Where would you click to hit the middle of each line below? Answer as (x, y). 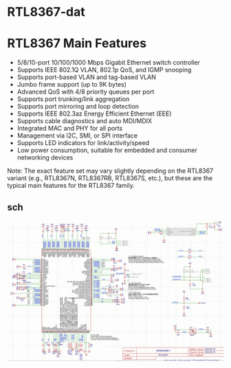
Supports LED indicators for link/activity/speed (83, 143)
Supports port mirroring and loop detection (78, 107)
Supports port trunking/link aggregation (73, 99)
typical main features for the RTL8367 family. (71, 186)
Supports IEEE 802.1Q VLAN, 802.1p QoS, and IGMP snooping (104, 70)
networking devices (45, 158)
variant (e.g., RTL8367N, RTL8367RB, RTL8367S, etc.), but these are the (110, 178)
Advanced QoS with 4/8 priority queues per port (86, 92)
